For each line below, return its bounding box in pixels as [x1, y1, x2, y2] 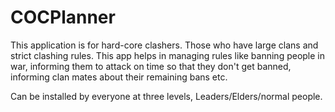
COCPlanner [10, 6, 116, 29]
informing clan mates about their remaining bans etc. [10, 71, 228, 83]
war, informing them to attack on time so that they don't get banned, [10, 60, 292, 72]
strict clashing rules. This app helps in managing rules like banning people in [10, 49, 326, 61]
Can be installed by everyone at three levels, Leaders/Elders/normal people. [10, 90, 323, 102]
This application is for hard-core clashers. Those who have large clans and [10, 39, 319, 51]
